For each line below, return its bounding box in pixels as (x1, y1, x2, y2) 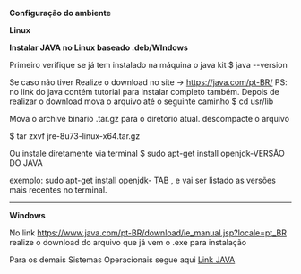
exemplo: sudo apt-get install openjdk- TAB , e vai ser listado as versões (9, 175, 276, 185)
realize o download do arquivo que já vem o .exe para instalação (9, 237, 247, 247)
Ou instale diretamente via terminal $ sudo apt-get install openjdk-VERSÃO (9, 148, 285, 158)
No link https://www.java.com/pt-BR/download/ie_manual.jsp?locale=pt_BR (9, 227, 287, 238)
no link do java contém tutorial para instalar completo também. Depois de (9, 87, 279, 97)
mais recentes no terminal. (9, 184, 107, 195)
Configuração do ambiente (9, 8, 112, 18)
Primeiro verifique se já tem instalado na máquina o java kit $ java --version (9, 60, 288, 70)
